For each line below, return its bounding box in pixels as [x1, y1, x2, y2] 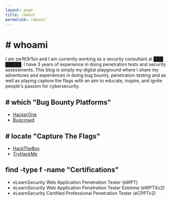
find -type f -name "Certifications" [5, 166, 119, 174]
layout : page [5, 7, 33, 13]
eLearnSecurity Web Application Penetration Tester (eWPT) [12, 179, 138, 185]
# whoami [5, 39, 48, 51]
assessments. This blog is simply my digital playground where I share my [5, 67, 159, 73]
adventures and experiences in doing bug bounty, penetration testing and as [5, 72, 166, 78]
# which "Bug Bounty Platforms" [5, 98, 111, 106]
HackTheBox [12, 145, 40, 151]
